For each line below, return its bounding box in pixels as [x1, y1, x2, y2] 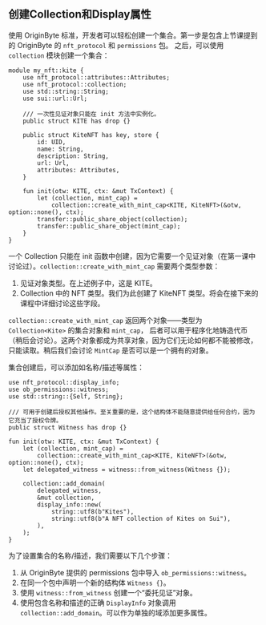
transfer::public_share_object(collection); [37, 215, 188, 223]
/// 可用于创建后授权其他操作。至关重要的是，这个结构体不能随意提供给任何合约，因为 [8, 408, 256, 416]
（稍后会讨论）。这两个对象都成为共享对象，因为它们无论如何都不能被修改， [8, 335, 258, 345]
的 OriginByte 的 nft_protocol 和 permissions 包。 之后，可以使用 [8, 40, 224, 50]
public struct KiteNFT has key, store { [22, 131, 159, 139]
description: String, [37, 151, 110, 160]
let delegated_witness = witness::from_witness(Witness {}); [22, 466, 231, 474]
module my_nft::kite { [8, 67, 84, 75]
